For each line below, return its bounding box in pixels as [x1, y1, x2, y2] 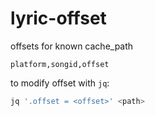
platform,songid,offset [10, 59, 110, 69]
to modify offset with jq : [10, 77, 110, 89]
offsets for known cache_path [10, 40, 134, 52]
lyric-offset [10, 7, 107, 30]
